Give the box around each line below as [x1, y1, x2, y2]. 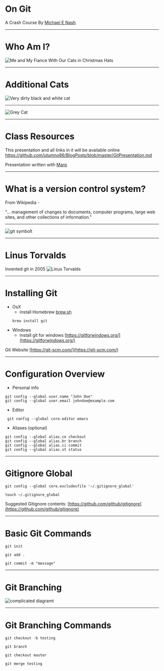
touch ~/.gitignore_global [5, 492, 60, 497]
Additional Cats [5, 79, 69, 90]
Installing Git [5, 287, 58, 299]
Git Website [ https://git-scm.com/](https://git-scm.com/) [5, 346, 119, 352]
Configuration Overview [5, 368, 105, 379]
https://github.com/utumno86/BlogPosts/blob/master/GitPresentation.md [5, 152, 152, 158]
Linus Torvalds [5, 250, 66, 261]
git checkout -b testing [5, 636, 56, 641]
